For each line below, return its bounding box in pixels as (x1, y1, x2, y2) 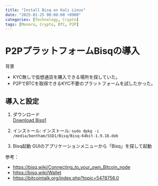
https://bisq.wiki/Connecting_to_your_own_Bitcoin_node (12, 164, 130, 170)
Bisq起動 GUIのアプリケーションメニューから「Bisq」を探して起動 (12, 143, 152, 149)
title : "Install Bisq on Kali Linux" (5, 7, 86, 13)
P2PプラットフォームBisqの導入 (5, 45, 140, 57)
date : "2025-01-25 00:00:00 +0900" (5, 12, 81, 17)
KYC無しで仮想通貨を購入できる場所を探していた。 (12, 74, 121, 80)
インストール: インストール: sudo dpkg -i (12, 128, 100, 133)
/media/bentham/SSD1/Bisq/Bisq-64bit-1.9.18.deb (12, 133, 119, 138)
